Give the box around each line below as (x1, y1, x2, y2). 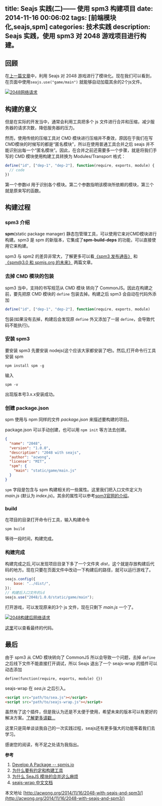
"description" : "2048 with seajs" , (9, 450, 81, 455)
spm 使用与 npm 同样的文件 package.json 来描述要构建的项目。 (5, 417, 132, 422)
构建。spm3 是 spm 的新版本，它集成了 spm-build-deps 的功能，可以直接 (5, 237, 152, 243)
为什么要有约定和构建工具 (12, 768, 63, 773)
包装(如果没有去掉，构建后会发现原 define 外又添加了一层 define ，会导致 (5, 316, 151, 322)
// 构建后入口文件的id (5, 590, 45, 596)
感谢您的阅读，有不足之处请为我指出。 (5, 742, 81, 748)
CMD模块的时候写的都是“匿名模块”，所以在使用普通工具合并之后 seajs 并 (5, 141, 150, 147)
